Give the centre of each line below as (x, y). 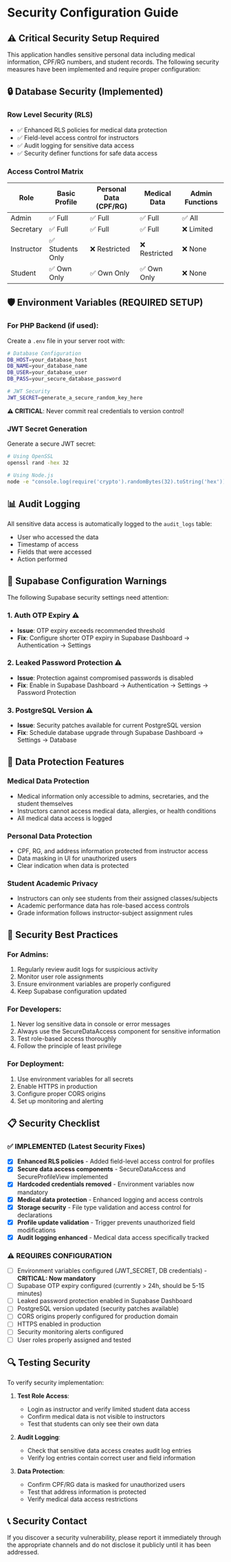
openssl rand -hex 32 (38, 463)
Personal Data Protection (50, 836)
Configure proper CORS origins (61, 1094)
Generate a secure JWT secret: (52, 444)
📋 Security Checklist (54, 1124)
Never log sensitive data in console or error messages (93, 1024)
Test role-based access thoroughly (67, 1039)
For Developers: (34, 1009)
